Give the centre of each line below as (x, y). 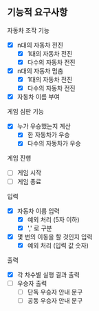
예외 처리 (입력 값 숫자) (58, 245)
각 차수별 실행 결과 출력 (48, 274)
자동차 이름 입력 (38, 211)
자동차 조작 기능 (29, 30)
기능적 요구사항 (37, 12)
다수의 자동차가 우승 (54, 143)
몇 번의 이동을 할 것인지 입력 (55, 237)
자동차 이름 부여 (38, 97)
